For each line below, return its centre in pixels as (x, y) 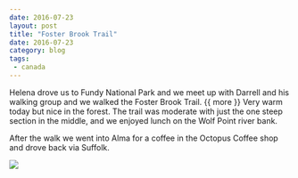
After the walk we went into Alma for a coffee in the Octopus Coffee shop (144, 138)
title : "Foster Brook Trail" (63, 34)
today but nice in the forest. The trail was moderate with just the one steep (146, 111)
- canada (29, 68)
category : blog (37, 51)
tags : (19, 59)
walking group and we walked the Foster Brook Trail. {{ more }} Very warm (146, 101)
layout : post (33, 26)
